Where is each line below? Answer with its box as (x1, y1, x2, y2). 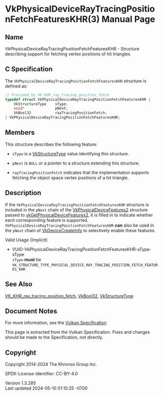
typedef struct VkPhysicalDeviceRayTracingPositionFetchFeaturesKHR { (5, 97, 151, 102)
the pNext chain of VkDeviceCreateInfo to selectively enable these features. (5, 227, 156, 233)
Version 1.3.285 (5, 380, 36, 386)
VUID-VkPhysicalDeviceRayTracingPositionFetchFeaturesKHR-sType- (12, 246, 152, 252)
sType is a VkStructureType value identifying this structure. (12, 150, 130, 156)
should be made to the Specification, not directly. (5, 334, 103, 340)
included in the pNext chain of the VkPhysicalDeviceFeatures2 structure (5, 207, 148, 213)
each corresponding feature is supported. (5, 217, 89, 223)
